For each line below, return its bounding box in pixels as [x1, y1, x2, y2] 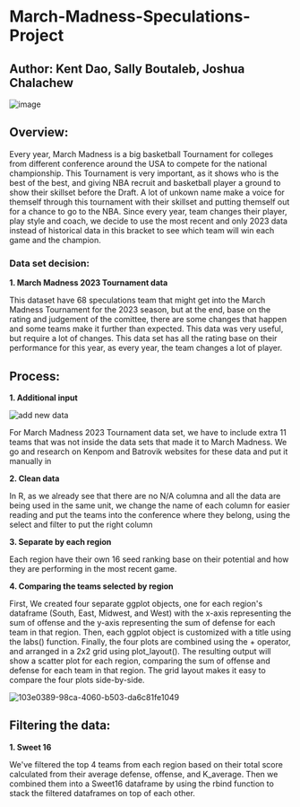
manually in [9, 455, 52, 466]
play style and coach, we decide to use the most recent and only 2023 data [9, 215, 288, 226]
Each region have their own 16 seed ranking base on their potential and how [9, 554, 289, 565]
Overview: [9, 125, 69, 140]
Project [9, 25, 64, 46]
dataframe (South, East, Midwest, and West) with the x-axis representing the [9, 608, 292, 618]
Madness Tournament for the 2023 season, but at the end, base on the [9, 304, 271, 315]
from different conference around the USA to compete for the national [9, 158, 267, 169]
